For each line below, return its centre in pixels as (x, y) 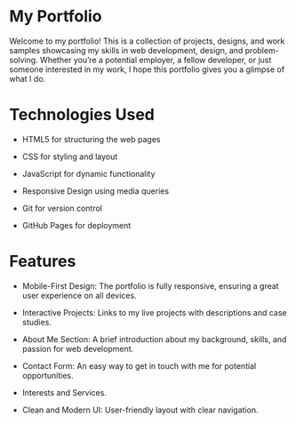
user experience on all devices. (79, 295)
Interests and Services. (64, 392)
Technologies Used (82, 115)
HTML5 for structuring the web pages (91, 139)
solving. (24, 60)
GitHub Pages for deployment (76, 225)
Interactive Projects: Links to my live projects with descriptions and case (154, 312)
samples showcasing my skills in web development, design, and (126, 50)
